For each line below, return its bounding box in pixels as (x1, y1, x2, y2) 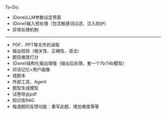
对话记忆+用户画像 (12, 67, 50, 72)
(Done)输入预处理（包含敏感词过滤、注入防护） (12, 21, 109, 26)
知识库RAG (12, 97, 35, 103)
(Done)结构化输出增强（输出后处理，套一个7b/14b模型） (12, 60, 127, 66)
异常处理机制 (12, 27, 39, 33)
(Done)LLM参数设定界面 (12, 14, 62, 20)
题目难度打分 (12, 54, 39, 60)
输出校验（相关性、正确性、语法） (12, 48, 82, 54)
